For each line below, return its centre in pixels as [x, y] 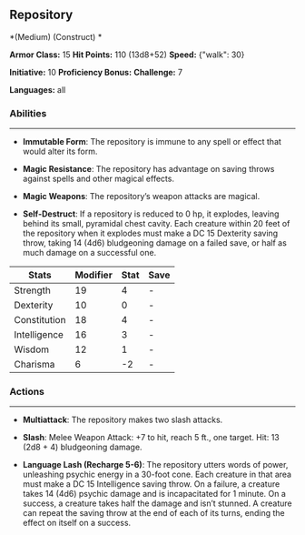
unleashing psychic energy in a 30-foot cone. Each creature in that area [157, 474]
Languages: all [38, 89]
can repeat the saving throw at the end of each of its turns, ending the [153, 513]
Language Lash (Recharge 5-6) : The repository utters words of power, [155, 465]
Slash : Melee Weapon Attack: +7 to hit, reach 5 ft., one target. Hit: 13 [151, 438]
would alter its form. [60, 151]
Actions [27, 392]
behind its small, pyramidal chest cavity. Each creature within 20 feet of [156, 224]
